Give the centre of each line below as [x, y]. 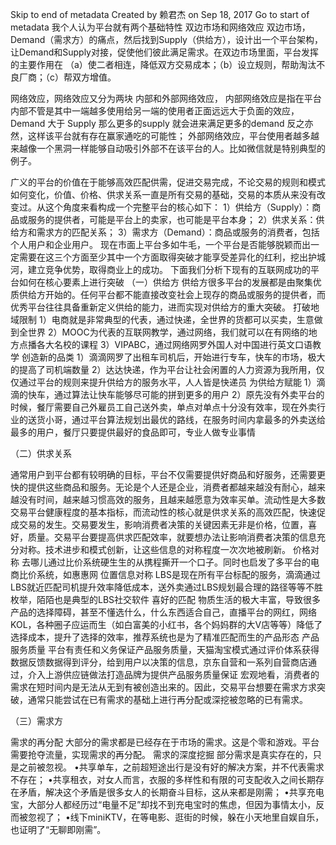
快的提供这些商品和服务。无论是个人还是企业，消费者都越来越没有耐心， [159, 487]
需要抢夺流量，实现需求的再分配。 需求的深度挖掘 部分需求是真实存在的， [161, 754]
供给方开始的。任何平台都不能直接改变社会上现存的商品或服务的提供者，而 [172, 294]
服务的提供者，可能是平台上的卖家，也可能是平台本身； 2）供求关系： [172, 219]
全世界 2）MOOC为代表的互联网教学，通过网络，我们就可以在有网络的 [163, 332]
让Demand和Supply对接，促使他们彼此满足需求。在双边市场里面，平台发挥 [164, 52]
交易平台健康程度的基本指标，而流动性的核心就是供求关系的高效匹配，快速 [163, 512]
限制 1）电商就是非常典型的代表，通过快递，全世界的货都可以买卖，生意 [166, 319]
